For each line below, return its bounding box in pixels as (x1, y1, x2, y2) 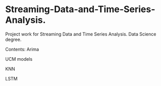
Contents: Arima (5, 46, 39, 52)
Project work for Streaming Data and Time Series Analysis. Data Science (5, 31, 156, 37)
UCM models (5, 56, 33, 62)
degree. (5, 36, 22, 42)
